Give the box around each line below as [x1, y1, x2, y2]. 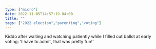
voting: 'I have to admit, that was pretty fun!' [5, 39, 94, 45]
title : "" [5, 16, 25, 21]
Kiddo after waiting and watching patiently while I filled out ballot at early [5, 34, 152, 39]
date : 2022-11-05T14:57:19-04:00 [5, 12, 73, 16]
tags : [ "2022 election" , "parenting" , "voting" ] [5, 20, 101, 25]
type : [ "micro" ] [5, 7, 38, 12]
